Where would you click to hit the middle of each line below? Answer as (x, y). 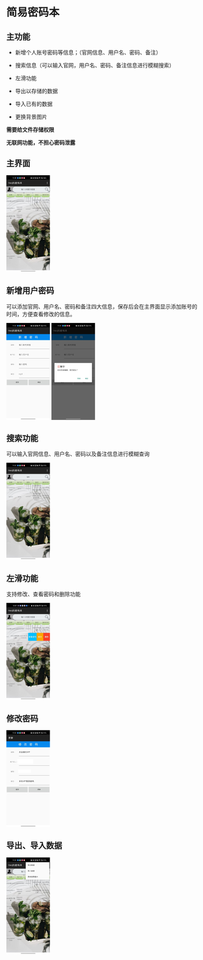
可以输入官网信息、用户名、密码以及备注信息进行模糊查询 (78, 454)
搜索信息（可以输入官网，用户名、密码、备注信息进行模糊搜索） (95, 65)
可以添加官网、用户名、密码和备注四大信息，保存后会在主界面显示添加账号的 (102, 306)
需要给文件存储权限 (30, 130)
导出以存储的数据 (36, 91)
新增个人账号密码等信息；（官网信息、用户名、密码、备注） (88, 52)
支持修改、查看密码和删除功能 (43, 594)
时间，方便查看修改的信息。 (41, 314)
